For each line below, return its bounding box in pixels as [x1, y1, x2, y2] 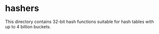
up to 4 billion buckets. [5, 23, 51, 29]
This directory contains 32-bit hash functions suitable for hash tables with [5, 19, 154, 24]
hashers [5, 3, 39, 14]
